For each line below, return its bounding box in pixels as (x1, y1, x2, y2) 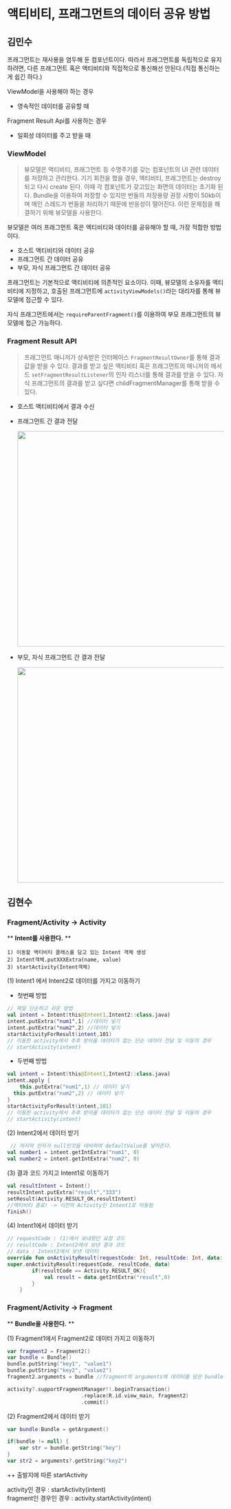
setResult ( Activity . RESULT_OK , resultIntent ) (7, 1195, 137, 1202)
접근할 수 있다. (25, 296, 64, 304)
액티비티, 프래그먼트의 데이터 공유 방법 (7, 6, 211, 22)
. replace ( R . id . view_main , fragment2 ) (80, 1392, 189, 1399)
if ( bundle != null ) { (7, 1438, 69, 1445)
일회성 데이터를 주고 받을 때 (16, 132, 91, 139)
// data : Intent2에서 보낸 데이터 (7, 1248, 99, 1255)
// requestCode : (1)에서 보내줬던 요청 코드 (7, 1235, 126, 1242)
